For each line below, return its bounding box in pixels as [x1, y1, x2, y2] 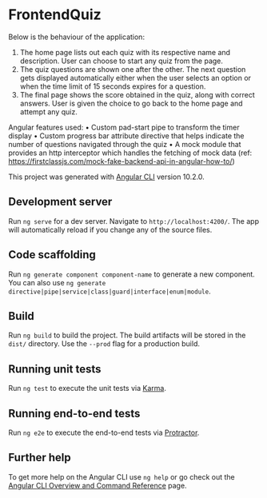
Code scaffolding [8, 248, 96, 261]
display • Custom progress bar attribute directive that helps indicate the [8, 130, 245, 141]
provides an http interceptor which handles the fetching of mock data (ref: [8, 148, 253, 157]
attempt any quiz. [19, 106, 78, 117]
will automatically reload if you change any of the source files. [8, 225, 213, 234]
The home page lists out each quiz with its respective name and [19, 47, 230, 57]
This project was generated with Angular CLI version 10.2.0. [8, 172, 205, 181]
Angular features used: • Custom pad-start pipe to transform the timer [8, 122, 240, 132]
